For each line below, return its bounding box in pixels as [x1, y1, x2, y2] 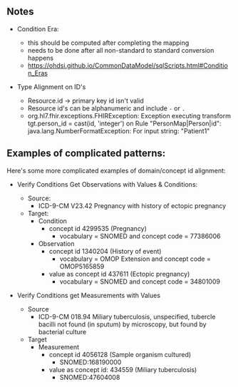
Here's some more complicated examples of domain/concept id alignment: [6, 166, 226, 175]
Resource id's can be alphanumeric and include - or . [27, 103, 186, 113]
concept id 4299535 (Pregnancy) [48, 224, 148, 232]
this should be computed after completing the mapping [27, 38, 190, 47]
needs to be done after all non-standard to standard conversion [27, 46, 214, 54]
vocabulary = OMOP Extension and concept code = [59, 254, 211, 263]
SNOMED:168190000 [59, 358, 122, 366]
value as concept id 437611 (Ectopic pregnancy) [48, 269, 190, 278]
